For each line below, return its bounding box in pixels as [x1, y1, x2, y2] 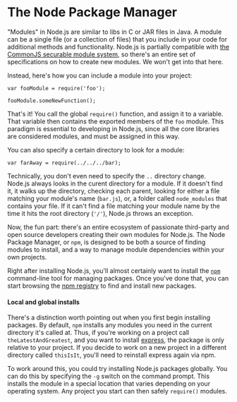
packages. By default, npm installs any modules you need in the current [7, 321, 213, 329]
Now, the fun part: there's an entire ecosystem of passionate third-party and [7, 223, 229, 231]
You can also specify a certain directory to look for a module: [7, 145, 185, 154]
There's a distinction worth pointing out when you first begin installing [7, 313, 211, 322]
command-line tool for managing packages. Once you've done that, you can [7, 274, 229, 282]
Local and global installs [7, 298, 80, 306]
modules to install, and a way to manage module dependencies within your [7, 245, 225, 254]
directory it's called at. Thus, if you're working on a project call [7, 329, 189, 337]
